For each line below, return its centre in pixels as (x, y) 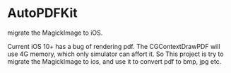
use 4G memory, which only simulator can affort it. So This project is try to (115, 54)
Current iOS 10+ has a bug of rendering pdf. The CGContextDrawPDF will (114, 46)
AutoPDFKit (42, 13)
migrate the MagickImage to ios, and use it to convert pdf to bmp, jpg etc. (114, 61)
